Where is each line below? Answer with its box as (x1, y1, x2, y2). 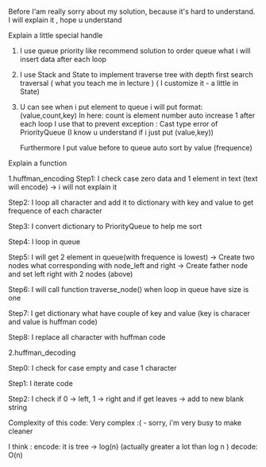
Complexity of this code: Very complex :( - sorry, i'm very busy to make (8, 418, 242, 427)
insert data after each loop (19, 55, 107, 64)
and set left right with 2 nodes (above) (8, 270, 133, 278)
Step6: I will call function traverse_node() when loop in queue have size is (8, 285, 249, 294)
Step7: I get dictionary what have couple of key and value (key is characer (8, 309, 251, 317)
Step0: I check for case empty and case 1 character (8, 364, 177, 372)
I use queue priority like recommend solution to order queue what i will (19, 46, 251, 55)
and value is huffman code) (8, 317, 98, 326)
